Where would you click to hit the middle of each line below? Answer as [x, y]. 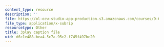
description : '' [21, 14]
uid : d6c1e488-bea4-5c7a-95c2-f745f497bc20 [50, 37]
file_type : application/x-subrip [39, 23]
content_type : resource [29, 10]
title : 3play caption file [32, 32]
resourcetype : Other [26, 28]
